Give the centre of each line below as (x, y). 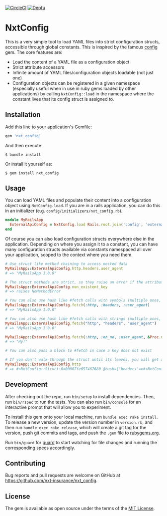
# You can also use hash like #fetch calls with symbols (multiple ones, (83, 300)
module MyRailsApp (24, 220)
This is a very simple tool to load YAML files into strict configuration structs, (83, 41)
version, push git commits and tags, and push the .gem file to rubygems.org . (83, 433)
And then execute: (24, 145)
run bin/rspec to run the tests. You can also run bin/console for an (73, 402)
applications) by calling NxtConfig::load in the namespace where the (83, 94)
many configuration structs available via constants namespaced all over (79, 250)
